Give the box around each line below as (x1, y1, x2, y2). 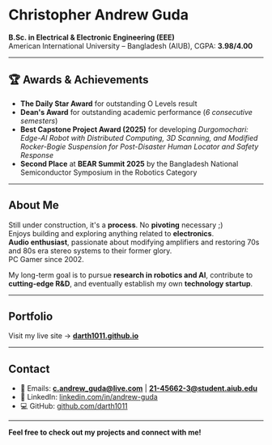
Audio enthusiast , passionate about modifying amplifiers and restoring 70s (8, 237, 260, 247)
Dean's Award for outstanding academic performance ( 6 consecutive (19, 107, 253, 117)
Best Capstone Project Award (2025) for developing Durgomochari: (19, 124, 249, 134)
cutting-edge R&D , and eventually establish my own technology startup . (8, 278, 253, 288)
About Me (8, 198, 59, 212)
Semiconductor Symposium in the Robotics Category (19, 167, 198, 177)
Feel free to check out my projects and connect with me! (8, 427, 202, 438)
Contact (8, 362, 50, 375)
